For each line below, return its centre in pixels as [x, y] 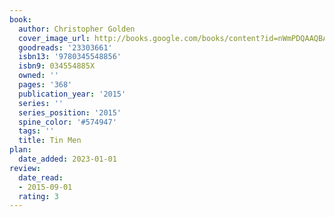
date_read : [41, 177]
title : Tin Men [50, 141]
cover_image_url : [54, 38]
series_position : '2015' [70, 112]
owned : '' [38, 76]
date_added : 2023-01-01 [67, 159]
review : [25, 168]
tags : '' [36, 131]
